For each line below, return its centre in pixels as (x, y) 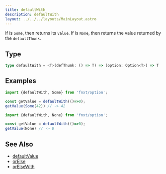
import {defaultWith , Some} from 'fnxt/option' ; (56, 92)
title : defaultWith (25, 10)
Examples (21, 81)
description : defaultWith (32, 14)
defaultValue (25, 156)
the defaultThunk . (23, 38)
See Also (19, 144)
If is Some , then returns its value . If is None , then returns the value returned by (83, 33)
